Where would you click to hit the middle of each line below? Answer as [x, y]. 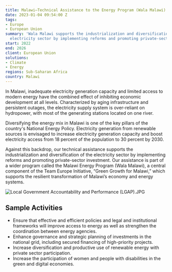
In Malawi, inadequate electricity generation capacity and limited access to [84, 91]
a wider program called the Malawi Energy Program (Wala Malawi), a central [85, 165]
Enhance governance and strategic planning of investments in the [82, 237]
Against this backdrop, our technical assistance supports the [69, 149]
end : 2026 [16, 48]
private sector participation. [42, 253]
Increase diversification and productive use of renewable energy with [86, 247]
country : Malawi [23, 77]
